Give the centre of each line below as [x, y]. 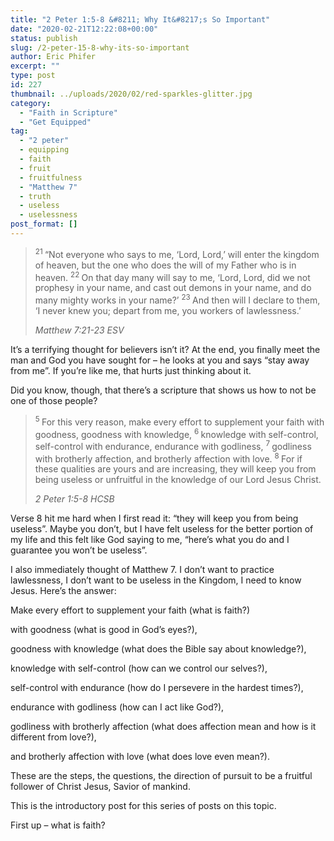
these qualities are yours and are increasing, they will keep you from [175, 469]
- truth [35, 196]
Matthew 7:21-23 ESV [79, 330]
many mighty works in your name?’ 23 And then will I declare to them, [177, 299]
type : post [33, 76]
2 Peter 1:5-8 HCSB [74, 499]
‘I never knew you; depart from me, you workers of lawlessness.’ [168, 310]
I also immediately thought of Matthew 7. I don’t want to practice [142, 570]
